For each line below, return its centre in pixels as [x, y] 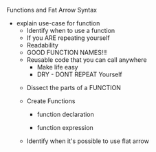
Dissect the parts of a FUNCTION [74, 88]
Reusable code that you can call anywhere [87, 60]
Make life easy [57, 67]
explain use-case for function [58, 23]
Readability [43, 45]
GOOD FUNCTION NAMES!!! [67, 52]
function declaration [65, 114]
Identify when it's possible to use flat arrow [88, 141]
